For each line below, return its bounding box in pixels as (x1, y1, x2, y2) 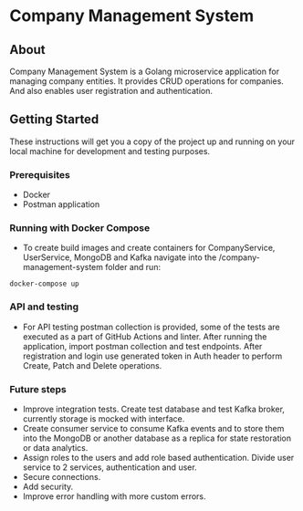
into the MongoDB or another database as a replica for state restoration (22, 433, 292, 443)
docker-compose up (9, 279, 79, 288)
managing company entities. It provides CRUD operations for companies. (9, 76, 285, 87)
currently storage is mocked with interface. (22, 413, 185, 424)
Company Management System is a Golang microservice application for (9, 66, 280, 77)
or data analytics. (22, 443, 89, 453)
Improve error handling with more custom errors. (22, 491, 207, 502)
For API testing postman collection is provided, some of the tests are (22, 321, 280, 332)
